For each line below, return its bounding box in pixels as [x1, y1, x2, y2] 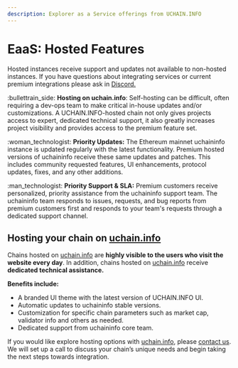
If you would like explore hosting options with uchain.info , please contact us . [7, 337, 232, 346]
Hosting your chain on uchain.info [7, 232, 161, 244]
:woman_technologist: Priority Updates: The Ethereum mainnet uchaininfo [7, 137, 225, 146]
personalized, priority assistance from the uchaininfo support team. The [7, 189, 218, 197]
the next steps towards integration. [7, 352, 109, 361]
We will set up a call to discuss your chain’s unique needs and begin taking [7, 345, 226, 354]
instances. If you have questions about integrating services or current [7, 72, 212, 80]
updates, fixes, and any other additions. [7, 168, 124, 176]
